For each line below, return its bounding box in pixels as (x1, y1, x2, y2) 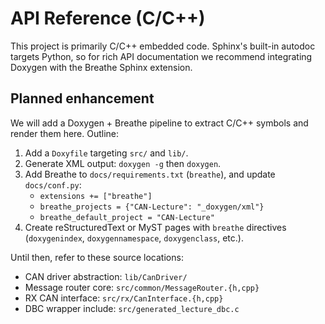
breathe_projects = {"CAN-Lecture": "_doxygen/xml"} (39, 202, 265, 212)
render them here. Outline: (10, 127, 120, 139)
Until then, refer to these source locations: (10, 251, 184, 263)
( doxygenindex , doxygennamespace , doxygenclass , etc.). (24, 232, 244, 244)
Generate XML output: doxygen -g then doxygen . (24, 157, 222, 169)
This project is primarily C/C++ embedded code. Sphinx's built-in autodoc (10, 40, 316, 52)
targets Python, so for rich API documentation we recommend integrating (10, 50, 313, 62)
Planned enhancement (10, 90, 155, 107)
